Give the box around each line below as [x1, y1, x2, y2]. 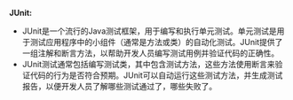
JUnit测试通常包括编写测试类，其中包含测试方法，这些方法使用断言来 [21, 59, 275, 69]
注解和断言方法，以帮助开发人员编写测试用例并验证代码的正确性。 [37, 48, 280, 58]
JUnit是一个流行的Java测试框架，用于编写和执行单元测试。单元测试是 [21, 26, 277, 36]
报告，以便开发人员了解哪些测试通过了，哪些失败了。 [21, 81, 218, 91]
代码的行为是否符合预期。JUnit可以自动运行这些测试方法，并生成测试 [29, 70, 283, 81]
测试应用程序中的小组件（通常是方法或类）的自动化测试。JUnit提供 [29, 37, 275, 47]
